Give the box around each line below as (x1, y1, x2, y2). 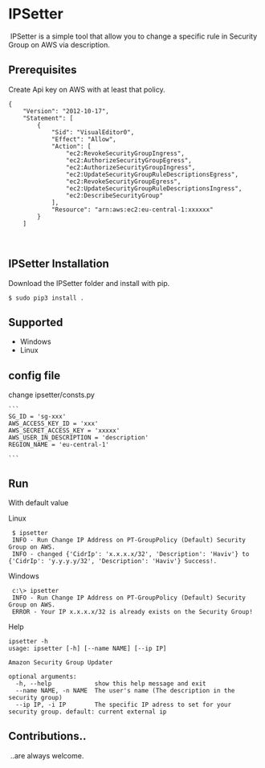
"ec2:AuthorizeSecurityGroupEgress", (65, 156, 193, 165)
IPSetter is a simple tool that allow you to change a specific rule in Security (10, 31, 258, 41)
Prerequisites (8, 63, 77, 77)
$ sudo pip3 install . (8, 294, 84, 302)
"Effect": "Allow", (51, 135, 116, 143)
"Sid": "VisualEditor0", (51, 128, 135, 137)
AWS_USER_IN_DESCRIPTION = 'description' (8, 434, 149, 442)
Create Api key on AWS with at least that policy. (8, 84, 166, 94)
